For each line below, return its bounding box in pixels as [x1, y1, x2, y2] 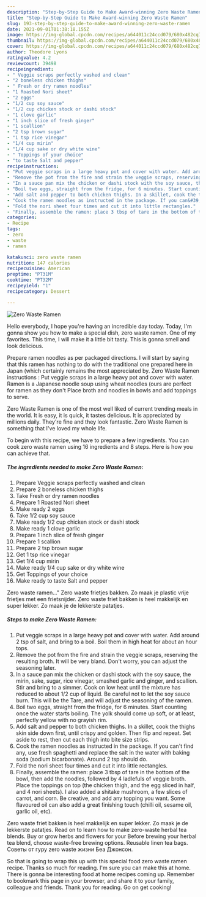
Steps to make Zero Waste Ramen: [7, 616, 97, 623]
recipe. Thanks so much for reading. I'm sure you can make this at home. [7, 864, 191, 871]
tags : [7, 226, 21, 232]
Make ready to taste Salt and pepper [15, 577, 108, 584]
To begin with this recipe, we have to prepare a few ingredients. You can [7, 437, 189, 444]
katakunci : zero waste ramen [7, 254, 81, 260]
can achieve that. [7, 449, 51, 457]
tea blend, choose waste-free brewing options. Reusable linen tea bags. [7, 839, 188, 846]
